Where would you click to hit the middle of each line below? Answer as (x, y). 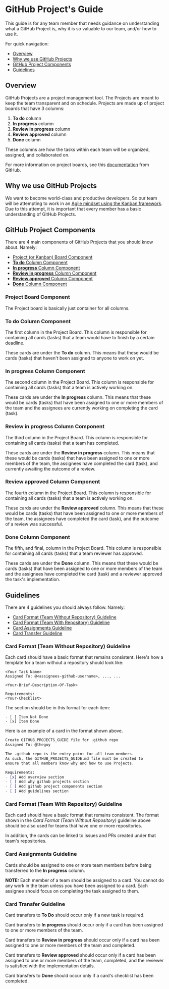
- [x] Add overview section (35, 777)
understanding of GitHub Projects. (41, 214)
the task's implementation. (33, 580)
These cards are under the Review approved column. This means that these (84, 508)
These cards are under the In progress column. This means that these (78, 397)
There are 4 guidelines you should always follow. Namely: (65, 607)
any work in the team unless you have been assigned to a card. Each (76, 886)
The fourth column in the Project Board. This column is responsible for (78, 493)
